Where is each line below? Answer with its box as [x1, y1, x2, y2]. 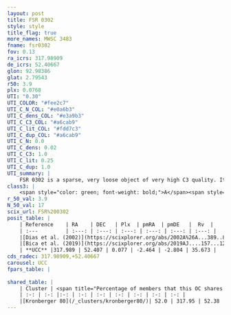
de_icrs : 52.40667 [7, 61, 60, 68]
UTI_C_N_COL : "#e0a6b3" [7, 106, 76, 113]
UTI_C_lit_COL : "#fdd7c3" [7, 125, 81, 132]
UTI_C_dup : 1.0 [7, 163, 51, 171]
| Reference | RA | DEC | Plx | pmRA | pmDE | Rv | [19, 221, 214, 228]
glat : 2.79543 [7, 74, 48, 81]
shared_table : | [7, 279, 54, 285]
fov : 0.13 [7, 49, 36, 56]
